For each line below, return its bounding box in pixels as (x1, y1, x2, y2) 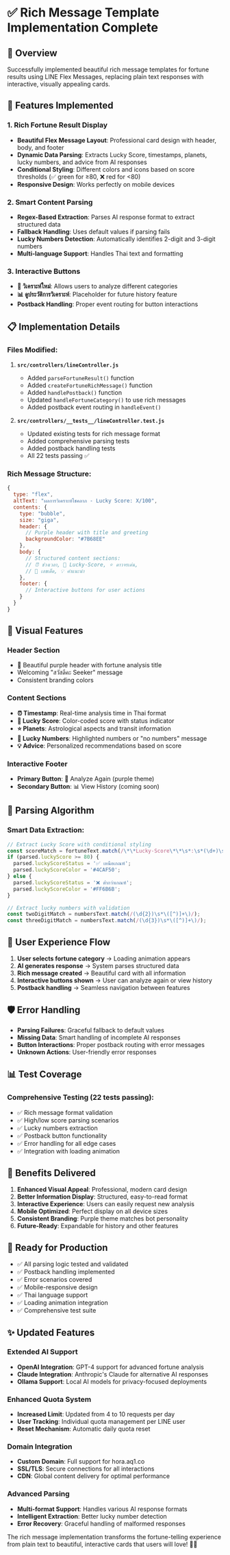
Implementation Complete (7, 20, 159, 36)
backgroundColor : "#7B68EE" (25, 535, 106, 543)
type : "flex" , (13, 491, 53, 498)
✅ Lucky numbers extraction (16, 1124, 98, 1132)
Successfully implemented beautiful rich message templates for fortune (7, 65, 209, 73)
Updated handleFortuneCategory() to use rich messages (27, 395, 186, 404)
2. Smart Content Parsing (7, 197, 93, 207)
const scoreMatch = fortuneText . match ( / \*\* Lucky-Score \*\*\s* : (7, 847, 194, 854)
